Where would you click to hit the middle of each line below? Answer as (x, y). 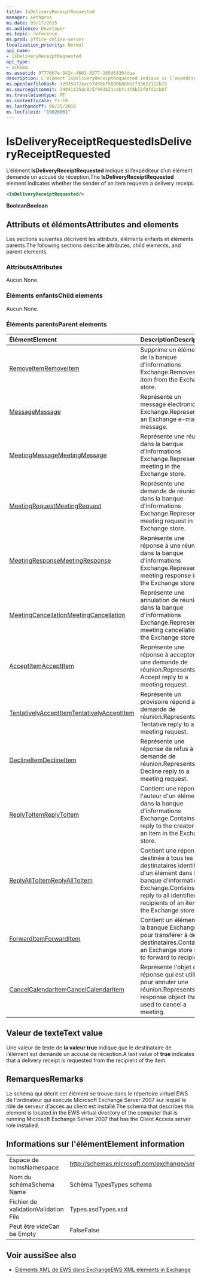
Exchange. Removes (168, 372)
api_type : (19, 62)
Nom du (20, 1177)
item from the (159, 379)
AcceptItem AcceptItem (42, 666)
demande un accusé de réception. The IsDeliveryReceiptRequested (90, 177)
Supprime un (158, 349)
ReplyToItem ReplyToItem (44, 814)
